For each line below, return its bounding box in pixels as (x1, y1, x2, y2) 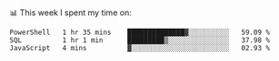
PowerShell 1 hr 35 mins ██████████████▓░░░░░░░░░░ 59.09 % (9, 28, 271, 37)
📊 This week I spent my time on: (9, 7, 132, 18)
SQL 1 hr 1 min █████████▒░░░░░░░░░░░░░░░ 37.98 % (9, 36, 271, 45)
